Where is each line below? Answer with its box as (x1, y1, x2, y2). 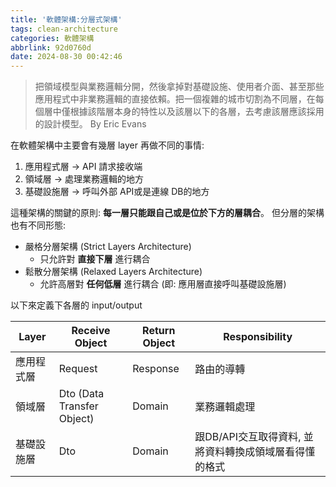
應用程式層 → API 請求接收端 (24, 161, 143, 173)
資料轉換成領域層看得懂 (204, 445, 316, 459)
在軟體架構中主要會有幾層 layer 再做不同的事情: (10, 139, 205, 151)
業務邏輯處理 (194, 400, 256, 414)
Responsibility (223, 330, 293, 344)
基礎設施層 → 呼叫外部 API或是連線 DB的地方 (24, 186, 210, 198)
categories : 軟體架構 (10, 33, 95, 43)
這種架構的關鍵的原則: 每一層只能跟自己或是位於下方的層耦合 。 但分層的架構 (10, 207, 325, 219)
